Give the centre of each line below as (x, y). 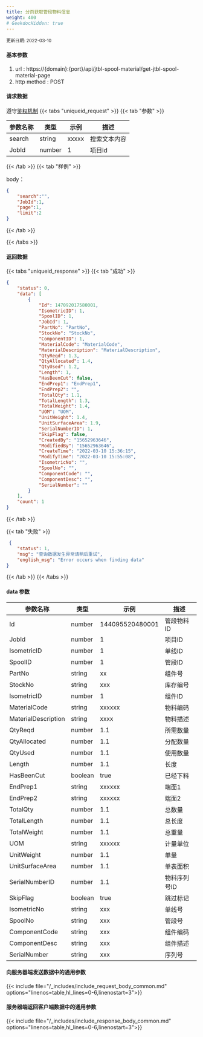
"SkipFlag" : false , (63, 434)
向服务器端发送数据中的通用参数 (46, 972)
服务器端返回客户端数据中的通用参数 (51, 1007)
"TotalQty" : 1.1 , (60, 395)
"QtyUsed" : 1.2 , (59, 367)
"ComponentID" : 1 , (62, 339)
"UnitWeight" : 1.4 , (63, 418)
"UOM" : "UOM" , (56, 412)
